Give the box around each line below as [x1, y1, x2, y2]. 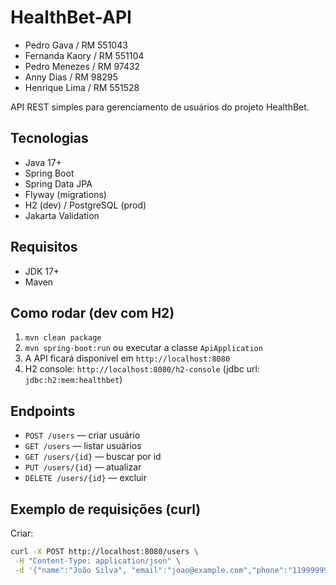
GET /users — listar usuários [24, 440, 142, 452]
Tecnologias [10, 130, 89, 147]
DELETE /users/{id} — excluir [24, 472, 148, 484]
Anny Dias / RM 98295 [24, 71, 118, 83]
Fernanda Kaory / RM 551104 [24, 49, 145, 61]
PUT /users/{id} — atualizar [24, 461, 142, 473]
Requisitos [10, 239, 78, 256]
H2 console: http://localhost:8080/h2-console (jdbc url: [24, 363, 260, 375]
